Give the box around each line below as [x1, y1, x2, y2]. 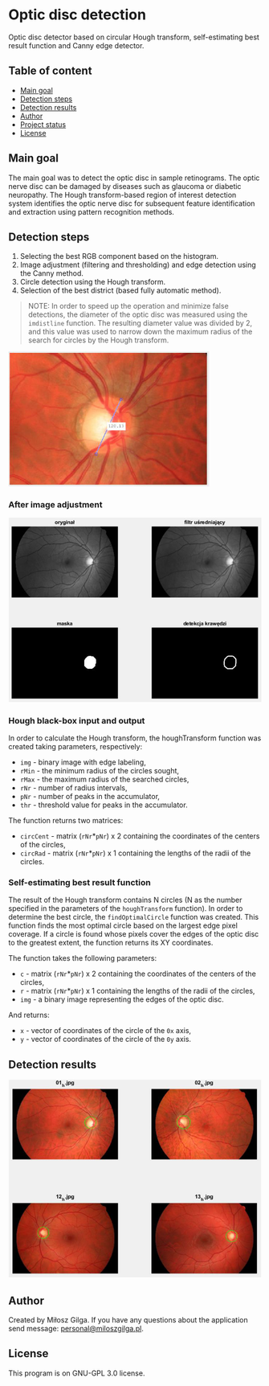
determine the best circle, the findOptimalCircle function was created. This [8, 912, 259, 922]
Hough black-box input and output [8, 715, 145, 726]
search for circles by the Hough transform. [27, 335, 169, 345]
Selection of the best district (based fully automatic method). [19, 285, 222, 295]
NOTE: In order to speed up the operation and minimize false [27, 301, 229, 311]
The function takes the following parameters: [8, 953, 157, 963]
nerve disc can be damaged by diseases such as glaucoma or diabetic [8, 181, 242, 191]
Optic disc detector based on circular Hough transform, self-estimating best [8, 32, 259, 42]
